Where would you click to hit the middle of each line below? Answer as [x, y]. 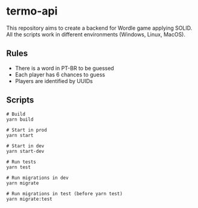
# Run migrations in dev [37, 178]
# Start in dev [25, 146]
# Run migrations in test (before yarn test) [64, 193]
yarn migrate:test [29, 199]
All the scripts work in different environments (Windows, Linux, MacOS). [96, 34]
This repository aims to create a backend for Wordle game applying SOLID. [99, 28]
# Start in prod [27, 130]
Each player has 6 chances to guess [60, 75]
